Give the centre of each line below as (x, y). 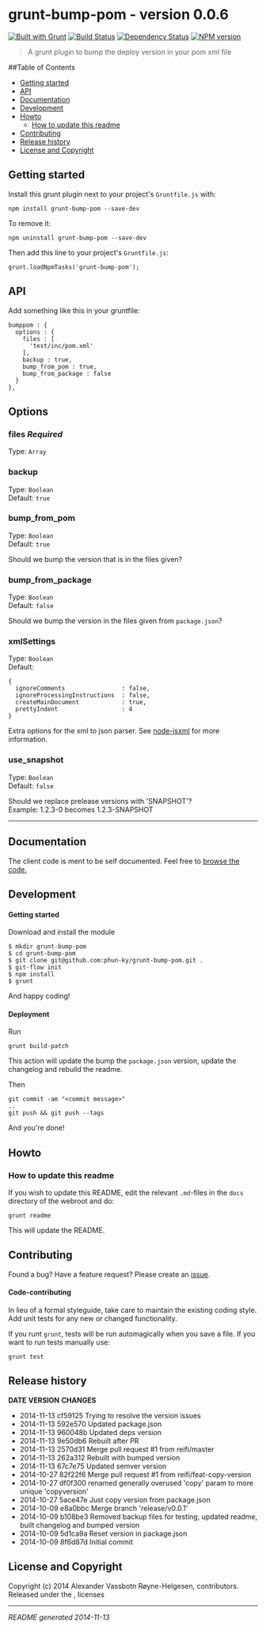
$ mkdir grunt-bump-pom (47, 947)
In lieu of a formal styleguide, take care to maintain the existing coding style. (133, 1311)
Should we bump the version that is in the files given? (95, 559)
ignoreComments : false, (83, 689)
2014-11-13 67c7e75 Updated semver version (93, 1466)
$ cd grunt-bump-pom (42, 954)
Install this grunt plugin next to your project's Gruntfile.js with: (112, 194)
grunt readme (30, 1216)
